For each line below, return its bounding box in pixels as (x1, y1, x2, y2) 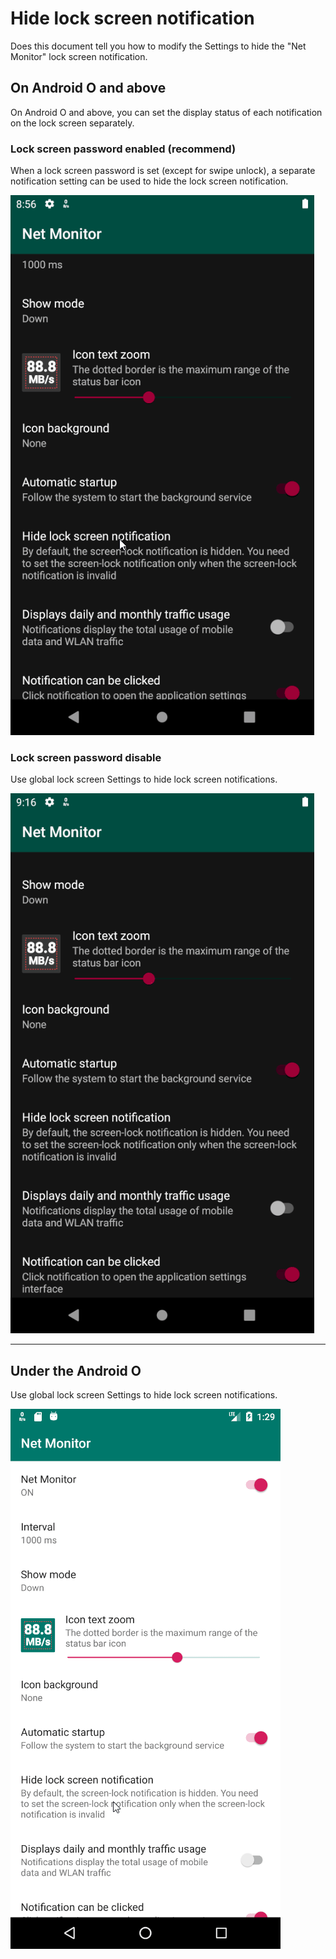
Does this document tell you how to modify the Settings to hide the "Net (10, 40, 307, 52)
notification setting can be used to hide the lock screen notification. (10, 175, 289, 187)
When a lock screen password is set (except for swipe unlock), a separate (10, 165, 316, 177)
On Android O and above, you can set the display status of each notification (10, 106, 323, 118)
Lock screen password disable (10, 750, 162, 764)
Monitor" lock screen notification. (10, 50, 148, 62)
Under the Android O (10, 1362, 142, 1379)
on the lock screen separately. (10, 117, 135, 129)
